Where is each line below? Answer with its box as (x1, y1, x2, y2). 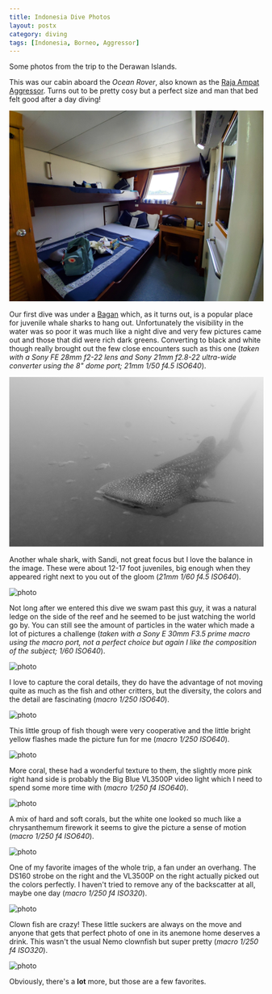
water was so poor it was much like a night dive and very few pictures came (9, 327, 262, 337)
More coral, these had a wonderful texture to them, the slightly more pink (9, 765, 253, 775)
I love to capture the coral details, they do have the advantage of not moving (9, 677, 263, 687)
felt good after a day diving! (9, 94, 102, 104)
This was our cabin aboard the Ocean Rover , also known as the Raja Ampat (9, 78, 260, 87)
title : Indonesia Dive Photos (9, 13, 111, 21)
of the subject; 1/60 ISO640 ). (9, 646, 106, 656)
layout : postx (9, 21, 57, 30)
